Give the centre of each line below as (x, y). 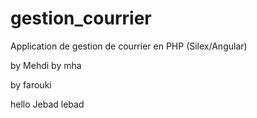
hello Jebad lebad (47, 104)
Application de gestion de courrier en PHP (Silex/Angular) (129, 46)
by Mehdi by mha (46, 65)
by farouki (31, 84)
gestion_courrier (81, 18)
